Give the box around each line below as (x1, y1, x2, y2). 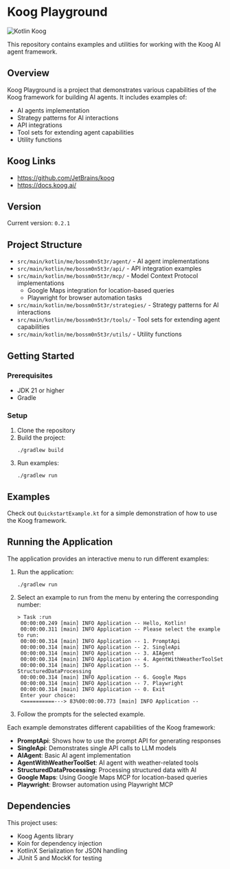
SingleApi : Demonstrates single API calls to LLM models (16, 743, 177, 752)
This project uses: (7, 818, 58, 826)
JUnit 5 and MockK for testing (16, 853, 102, 862)
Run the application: (16, 567, 74, 576)
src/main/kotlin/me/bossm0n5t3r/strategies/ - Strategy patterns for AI (16, 301, 220, 309)
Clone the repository (16, 427, 76, 435)
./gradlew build (16, 447, 64, 454)
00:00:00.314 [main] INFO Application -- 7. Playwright (20, 679, 184, 687)
